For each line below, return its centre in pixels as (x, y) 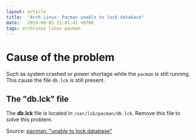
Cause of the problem (60, 58)
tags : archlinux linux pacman (44, 28)
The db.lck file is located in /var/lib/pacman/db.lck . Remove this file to (93, 113)
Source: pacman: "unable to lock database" (59, 131)
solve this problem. (29, 120)
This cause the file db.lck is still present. (56, 80)
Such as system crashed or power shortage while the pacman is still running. (98, 74)
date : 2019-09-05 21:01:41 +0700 (50, 23)
